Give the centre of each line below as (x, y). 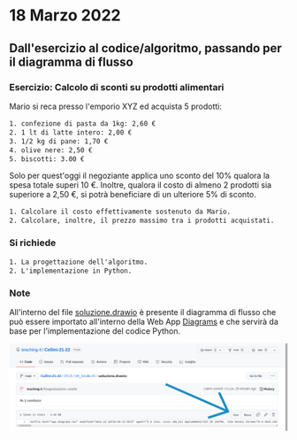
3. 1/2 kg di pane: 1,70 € (59, 141)
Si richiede (33, 243)
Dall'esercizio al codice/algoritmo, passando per (146, 48)
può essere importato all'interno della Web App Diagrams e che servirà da (144, 322)
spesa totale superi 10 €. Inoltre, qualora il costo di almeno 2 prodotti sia (141, 185)
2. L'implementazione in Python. (71, 271)
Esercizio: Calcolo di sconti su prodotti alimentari (117, 87)
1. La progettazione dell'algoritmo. (79, 262)
